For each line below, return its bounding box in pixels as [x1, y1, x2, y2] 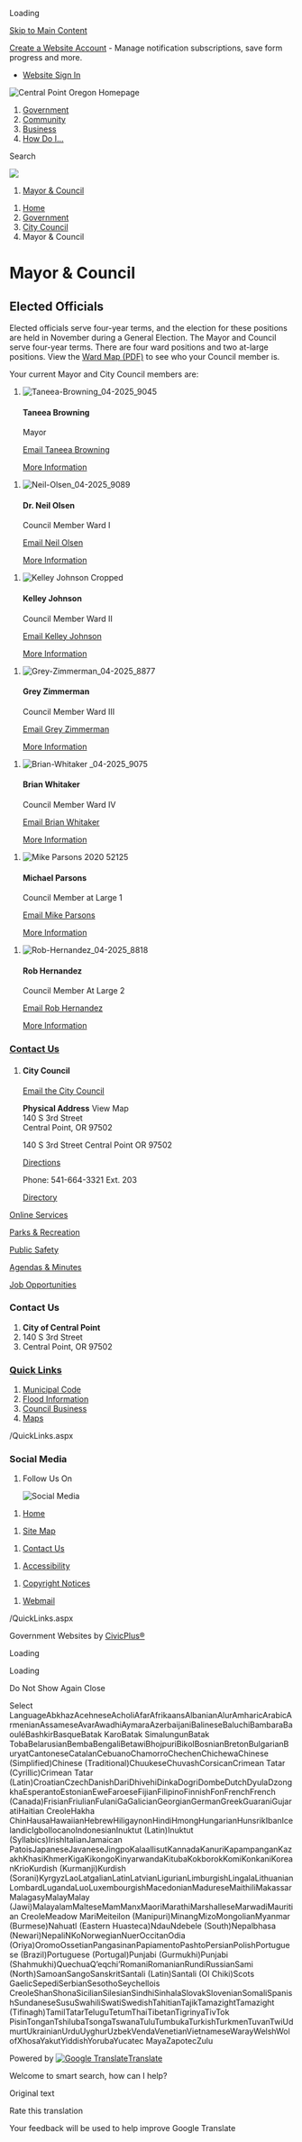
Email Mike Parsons [22, 910, 96, 920]
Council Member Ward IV [22, 800, 116, 810]
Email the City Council [22, 1085, 105, 1096]
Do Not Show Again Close [9, 1683, 105, 1694]
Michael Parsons [22, 872, 87, 883]
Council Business [22, 1404, 87, 1414]
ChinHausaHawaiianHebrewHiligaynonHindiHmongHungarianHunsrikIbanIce [9, 1816, 294, 1826]
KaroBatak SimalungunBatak [104, 1729, 210, 1740]
